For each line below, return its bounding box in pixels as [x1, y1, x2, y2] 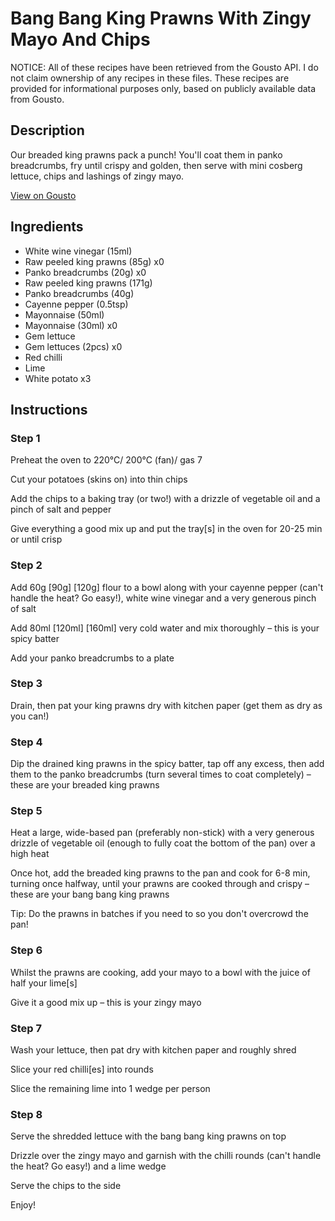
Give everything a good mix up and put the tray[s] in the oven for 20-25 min [10, 523, 323, 535]
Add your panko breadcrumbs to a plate [10, 652, 175, 664]
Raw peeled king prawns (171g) [24, 277, 153, 289]
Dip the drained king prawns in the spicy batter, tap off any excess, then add [10, 758, 325, 770]
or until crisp [10, 533, 63, 546]
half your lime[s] [10, 977, 78, 989]
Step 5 [10, 804, 43, 818]
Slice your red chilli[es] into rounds [10, 1063, 154, 1076]
